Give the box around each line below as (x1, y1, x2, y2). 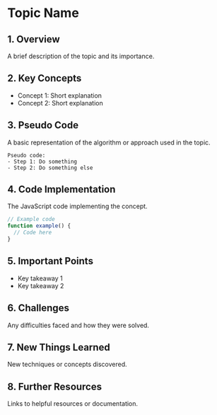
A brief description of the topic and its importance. (7, 52, 155, 60)
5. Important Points (7, 255, 94, 267)
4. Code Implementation (7, 183, 116, 195)
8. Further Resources (7, 380, 102, 392)
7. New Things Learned (7, 341, 111, 353)
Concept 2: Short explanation (17, 98, 104, 107)
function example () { (7, 222, 71, 229)
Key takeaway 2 (17, 281, 64, 290)
